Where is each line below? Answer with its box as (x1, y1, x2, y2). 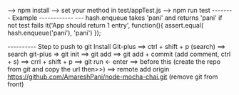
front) (7, 80, 24, 88)
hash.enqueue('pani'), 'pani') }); (7, 28, 101, 37)
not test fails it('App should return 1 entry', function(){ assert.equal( (7, 21, 204, 29)
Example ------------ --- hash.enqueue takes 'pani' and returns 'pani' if (11, 13, 223, 22)
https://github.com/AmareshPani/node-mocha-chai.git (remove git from (7, 72, 218, 81)
